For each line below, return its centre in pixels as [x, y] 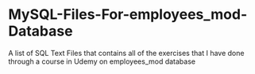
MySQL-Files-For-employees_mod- [128, 15]
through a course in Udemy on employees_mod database [102, 61]
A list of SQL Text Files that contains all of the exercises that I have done [126, 53]
